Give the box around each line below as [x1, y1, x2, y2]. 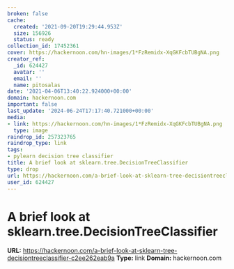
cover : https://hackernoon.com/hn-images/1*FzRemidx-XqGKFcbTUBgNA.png [7, 49, 219, 56]
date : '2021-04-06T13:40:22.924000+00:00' [7, 88, 132, 95]
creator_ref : [7, 56, 45, 63]
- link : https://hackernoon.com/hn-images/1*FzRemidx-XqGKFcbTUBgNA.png [7, 120, 223, 128]
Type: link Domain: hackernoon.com [116, 254, 221, 262]
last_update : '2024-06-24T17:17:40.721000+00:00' [7, 107, 155, 114]
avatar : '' [13, 68, 45, 75]
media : [7, 114, 26, 121]
